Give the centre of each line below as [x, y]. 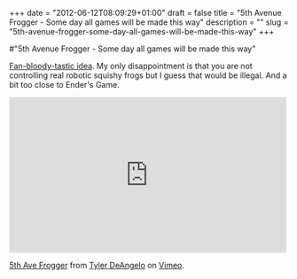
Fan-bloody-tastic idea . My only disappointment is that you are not [131, 66]
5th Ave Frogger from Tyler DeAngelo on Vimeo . [97, 265]
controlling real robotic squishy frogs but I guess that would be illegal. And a [148, 75]
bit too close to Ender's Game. [64, 85]
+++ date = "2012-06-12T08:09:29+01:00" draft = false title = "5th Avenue [145, 13]
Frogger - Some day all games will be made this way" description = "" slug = [149, 22]
